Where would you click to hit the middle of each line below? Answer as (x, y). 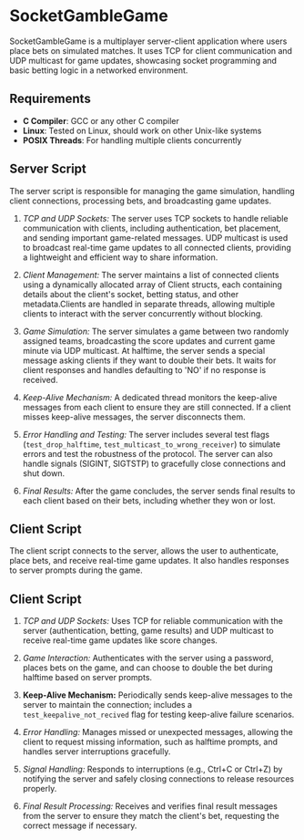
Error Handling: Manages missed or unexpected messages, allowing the (157, 732)
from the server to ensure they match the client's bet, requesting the (151, 816)
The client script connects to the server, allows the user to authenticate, (144, 551)
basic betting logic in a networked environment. (99, 70)
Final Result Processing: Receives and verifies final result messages (150, 806)
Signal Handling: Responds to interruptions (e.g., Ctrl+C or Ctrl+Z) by (152, 769)
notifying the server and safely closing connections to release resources (158, 779)
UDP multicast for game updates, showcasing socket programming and (143, 60)
